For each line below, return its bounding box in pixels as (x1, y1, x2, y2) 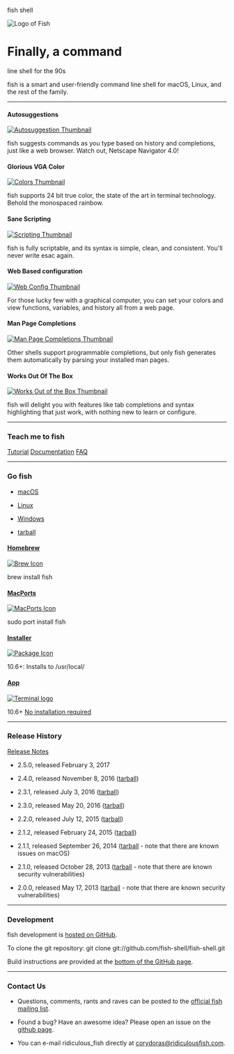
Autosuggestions (7, 110, 59, 118)
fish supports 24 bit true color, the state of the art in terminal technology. (7, 191, 216, 200)
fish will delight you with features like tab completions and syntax (7, 400, 195, 409)
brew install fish (7, 572, 53, 581)
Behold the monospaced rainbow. (7, 198, 104, 207)
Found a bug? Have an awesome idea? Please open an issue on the (17, 1018, 211, 1026)
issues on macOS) (17, 849, 70, 857)
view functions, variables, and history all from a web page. (7, 303, 175, 312)
